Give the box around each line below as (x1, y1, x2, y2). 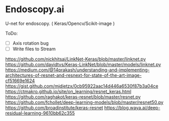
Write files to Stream (12, 46, 56, 52)
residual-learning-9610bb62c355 (5, 110, 75, 116)
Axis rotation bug (12, 40, 49, 46)
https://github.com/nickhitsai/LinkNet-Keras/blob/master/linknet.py (5, 56, 146, 62)
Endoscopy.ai (5, 4, 65, 15)
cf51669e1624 (5, 78, 35, 84)
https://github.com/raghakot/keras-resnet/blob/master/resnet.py (5, 94, 141, 100)
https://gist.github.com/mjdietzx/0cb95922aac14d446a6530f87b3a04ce (5, 83, 159, 89)
